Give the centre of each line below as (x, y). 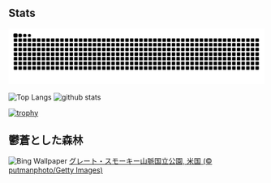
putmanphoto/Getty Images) (56, 170)
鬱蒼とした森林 (46, 140)
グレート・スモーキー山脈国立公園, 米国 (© (140, 161)
